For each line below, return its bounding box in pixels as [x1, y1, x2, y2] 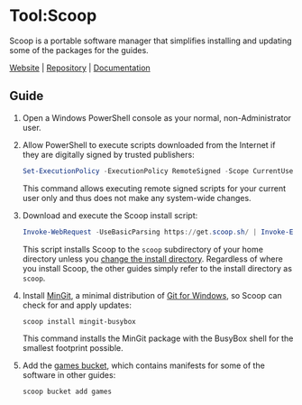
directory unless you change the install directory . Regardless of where [22, 253, 284, 264]
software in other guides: [22, 370, 116, 381]
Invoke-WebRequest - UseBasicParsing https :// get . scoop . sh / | [22, 227, 258, 236]
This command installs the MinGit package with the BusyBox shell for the [22, 333, 294, 344]
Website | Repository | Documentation [9, 62, 151, 73]
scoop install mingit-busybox [22, 317, 137, 326]
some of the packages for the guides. [9, 44, 149, 55]
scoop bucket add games [22, 387, 113, 397]
